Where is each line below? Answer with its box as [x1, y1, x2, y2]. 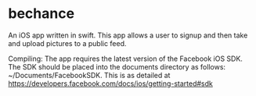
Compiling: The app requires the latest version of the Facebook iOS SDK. [8, 54, 243, 63]
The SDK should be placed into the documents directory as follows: [8, 62, 225, 71]
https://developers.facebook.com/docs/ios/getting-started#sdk [8, 79, 214, 88]
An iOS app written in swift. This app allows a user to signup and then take [8, 30, 248, 40]
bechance [8, 5, 75, 23]
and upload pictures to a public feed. [8, 38, 127, 48]
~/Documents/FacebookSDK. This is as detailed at [8, 70, 171, 80]
